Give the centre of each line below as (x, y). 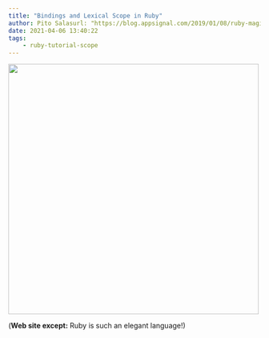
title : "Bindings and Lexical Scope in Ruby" (85, 16)
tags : (17, 38)
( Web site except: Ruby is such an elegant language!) (97, 326)
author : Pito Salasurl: (48, 23)
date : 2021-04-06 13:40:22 (53, 30)
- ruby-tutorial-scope (60, 46)
